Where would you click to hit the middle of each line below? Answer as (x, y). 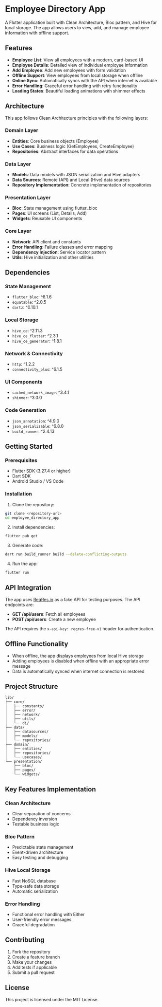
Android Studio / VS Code (38, 481)
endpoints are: (19, 604)
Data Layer (18, 164)
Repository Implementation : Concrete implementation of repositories (82, 185)
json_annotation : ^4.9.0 (36, 421)
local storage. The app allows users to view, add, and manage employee (77, 27)
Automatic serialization (35, 891)
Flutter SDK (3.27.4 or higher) (41, 471)
